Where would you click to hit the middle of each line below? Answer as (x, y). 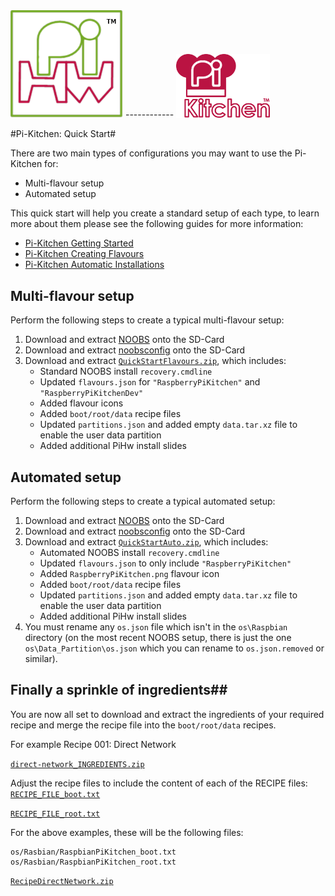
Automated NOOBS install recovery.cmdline (129, 552)
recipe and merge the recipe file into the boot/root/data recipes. (143, 725)
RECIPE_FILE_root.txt (55, 814)
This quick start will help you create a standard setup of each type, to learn (165, 213)
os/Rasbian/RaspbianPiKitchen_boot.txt (93, 852)
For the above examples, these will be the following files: (127, 832)
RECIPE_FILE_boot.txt (55, 794)
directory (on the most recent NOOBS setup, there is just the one (158, 637)
